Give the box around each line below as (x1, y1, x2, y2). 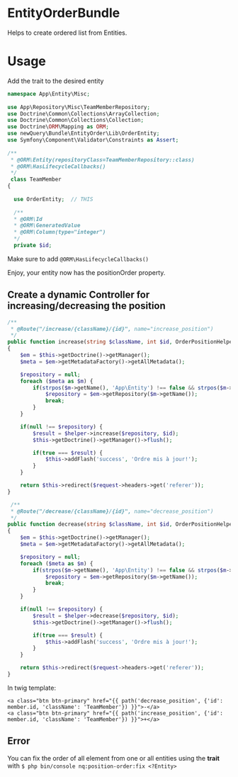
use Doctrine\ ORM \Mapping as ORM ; (7, 123, 110, 130)
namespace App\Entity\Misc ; (7, 90, 91, 97)
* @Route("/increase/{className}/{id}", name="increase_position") (10, 325, 214, 332)
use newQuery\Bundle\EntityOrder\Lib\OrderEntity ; (7, 130, 160, 137)
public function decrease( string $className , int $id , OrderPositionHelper (7, 521, 236, 528)
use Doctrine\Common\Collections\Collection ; (7, 117, 144, 124)
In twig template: (7, 684, 57, 692)
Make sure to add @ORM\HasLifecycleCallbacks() (7, 254, 149, 263)
